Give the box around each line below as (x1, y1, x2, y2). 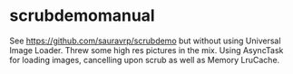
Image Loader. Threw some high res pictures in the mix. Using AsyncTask (9, 44, 284, 55)
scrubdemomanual (9, 5, 156, 26)
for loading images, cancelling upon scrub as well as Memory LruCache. (9, 54, 280, 65)
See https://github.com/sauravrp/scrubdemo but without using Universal (9, 35, 281, 46)
